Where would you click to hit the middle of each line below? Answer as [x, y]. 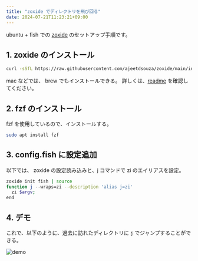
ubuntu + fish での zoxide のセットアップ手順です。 [68, 34]
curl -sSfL [19, 69]
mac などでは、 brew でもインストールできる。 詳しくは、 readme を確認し [97, 81]
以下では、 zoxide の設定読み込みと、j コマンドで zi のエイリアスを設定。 [95, 170]
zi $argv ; [23, 192]
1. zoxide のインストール [50, 54]
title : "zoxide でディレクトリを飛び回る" [54, 11]
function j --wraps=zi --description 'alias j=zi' [70, 187]
